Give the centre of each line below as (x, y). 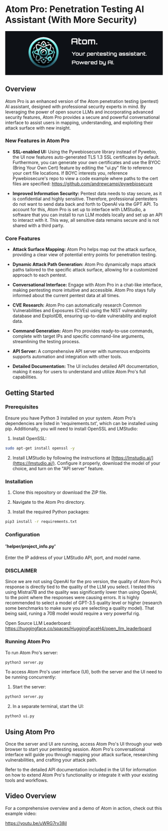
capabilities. (25, 377)
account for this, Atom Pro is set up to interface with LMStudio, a (79, 209)
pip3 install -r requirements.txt (41, 521)
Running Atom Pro (28, 642)
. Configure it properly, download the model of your (107, 463)
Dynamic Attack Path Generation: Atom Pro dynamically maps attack (84, 264)
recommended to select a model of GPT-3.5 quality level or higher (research (84, 603)
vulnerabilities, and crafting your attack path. (51, 760)
